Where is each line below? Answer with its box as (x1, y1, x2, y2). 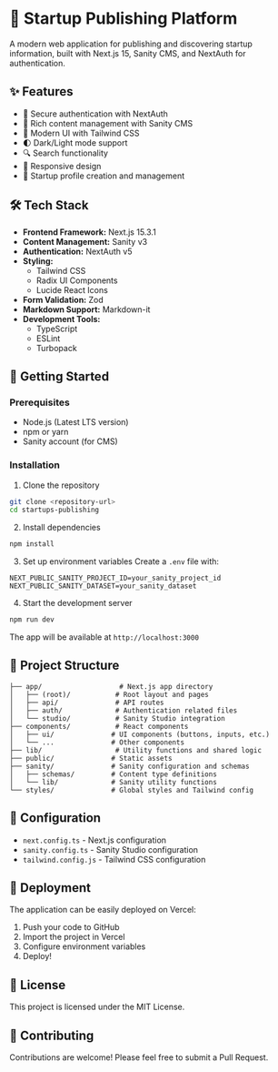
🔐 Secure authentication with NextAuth (22, 108, 168, 119)
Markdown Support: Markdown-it (22, 304, 151, 315)
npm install (9, 540, 55, 549)
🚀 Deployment (9, 880, 91, 895)
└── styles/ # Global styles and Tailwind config (9, 785, 254, 794)
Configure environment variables (22, 941, 146, 952)
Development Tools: (22, 313, 101, 324)
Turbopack (35, 342, 77, 353)
